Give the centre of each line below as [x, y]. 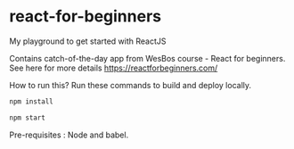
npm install [31, 101]
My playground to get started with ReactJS [88, 41]
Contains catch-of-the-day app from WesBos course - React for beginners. [147, 58]
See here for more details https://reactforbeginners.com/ [114, 68]
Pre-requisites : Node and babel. [69, 135]
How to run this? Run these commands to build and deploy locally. [131, 85]
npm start [28, 118]
